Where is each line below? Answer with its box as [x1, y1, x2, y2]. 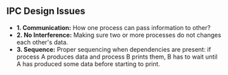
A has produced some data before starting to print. [16, 59, 161, 67]
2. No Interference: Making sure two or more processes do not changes [16, 31, 221, 39]
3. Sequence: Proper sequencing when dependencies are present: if [16, 45, 212, 53]
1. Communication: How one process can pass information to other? [16, 23, 211, 31]
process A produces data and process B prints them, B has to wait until [16, 52, 218, 61]
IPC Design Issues [6, 5, 86, 17]
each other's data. [16, 37, 69, 46]
